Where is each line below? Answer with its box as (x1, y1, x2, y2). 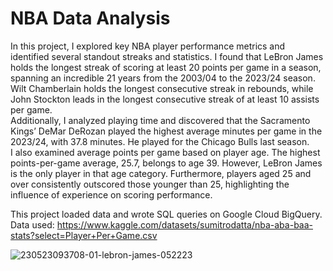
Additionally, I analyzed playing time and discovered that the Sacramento (10, 114, 311, 126)
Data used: (10, 218, 55, 231)
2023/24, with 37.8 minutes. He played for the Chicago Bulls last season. (10, 135, 310, 147)
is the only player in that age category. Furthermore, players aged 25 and (10, 167, 312, 179)
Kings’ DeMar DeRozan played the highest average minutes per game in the (10, 125, 323, 137)
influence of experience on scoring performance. (10, 188, 213, 201)
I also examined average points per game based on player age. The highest (10, 146, 321, 158)
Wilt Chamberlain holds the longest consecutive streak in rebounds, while (10, 82, 314, 94)
